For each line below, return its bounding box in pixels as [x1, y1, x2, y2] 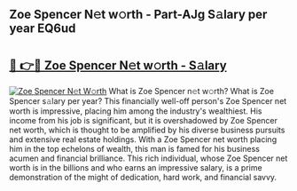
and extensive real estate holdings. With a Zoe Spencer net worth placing [9, 134, 277, 145]
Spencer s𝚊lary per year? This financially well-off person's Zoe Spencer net [9, 96, 287, 106]
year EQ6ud [9, 21, 76, 36]
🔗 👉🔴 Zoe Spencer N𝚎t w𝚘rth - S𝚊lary [9, 58, 228, 73]
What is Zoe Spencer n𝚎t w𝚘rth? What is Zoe [108, 86, 275, 96]
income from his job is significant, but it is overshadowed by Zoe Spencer [9, 115, 277, 125]
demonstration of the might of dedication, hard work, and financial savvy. [9, 172, 277, 182]
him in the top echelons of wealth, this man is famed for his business [9, 144, 260, 154]
